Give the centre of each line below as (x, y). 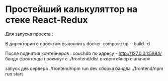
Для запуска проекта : (29, 34)
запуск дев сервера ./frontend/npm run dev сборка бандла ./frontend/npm (84, 68)
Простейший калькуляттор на (71, 9)
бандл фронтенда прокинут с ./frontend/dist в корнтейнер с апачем (77, 58)
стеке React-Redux (47, 20)
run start (14, 73)
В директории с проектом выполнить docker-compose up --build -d (77, 43)
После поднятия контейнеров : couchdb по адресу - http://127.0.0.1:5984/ (83, 53)
